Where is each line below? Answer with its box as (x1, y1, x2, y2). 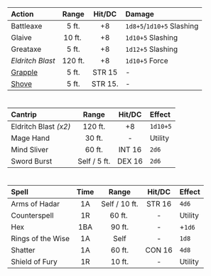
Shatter (11, 245, 36, 255)
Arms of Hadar (11, 199, 60, 209)
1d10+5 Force (125, 56, 168, 65)
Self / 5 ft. (77, 156, 111, 166)
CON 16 (145, 245, 173, 255)
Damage (125, 9, 155, 18)
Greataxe (11, 44, 42, 54)
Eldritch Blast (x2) (11, 122, 71, 132)
